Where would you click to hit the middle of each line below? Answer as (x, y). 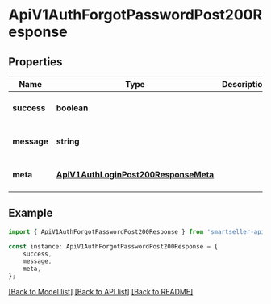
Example (31, 213)
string (68, 141)
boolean (72, 108)
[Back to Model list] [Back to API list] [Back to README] (101, 292)
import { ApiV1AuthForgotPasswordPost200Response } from (106, 231)
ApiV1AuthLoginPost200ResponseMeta (135, 175)
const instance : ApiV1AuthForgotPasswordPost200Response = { (113, 246)
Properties (35, 62)
